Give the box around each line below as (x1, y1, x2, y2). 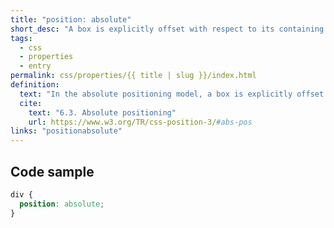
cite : (19, 98, 43, 108)
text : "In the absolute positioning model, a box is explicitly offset (19, 89, 325, 99)
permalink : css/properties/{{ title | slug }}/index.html (10, 71, 257, 81)
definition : (10, 80, 60, 90)
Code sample (10, 163, 95, 180)
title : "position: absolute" (10, 14, 132, 25)
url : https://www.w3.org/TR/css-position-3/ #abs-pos (28, 117, 253, 127)
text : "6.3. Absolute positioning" (28, 107, 177, 118)
